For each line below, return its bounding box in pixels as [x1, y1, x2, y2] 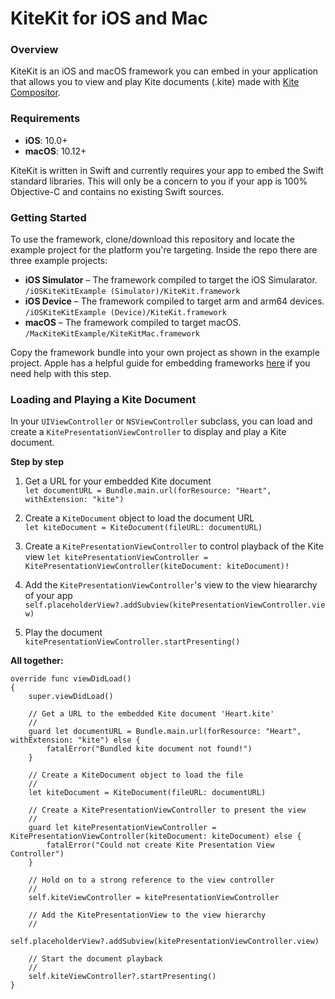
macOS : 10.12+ [24, 145, 87, 157]
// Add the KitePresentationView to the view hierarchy [28, 910, 267, 921]
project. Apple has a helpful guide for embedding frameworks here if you [10, 357, 311, 369]
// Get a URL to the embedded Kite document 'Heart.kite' [28, 709, 275, 719]
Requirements [10, 112, 81, 126]
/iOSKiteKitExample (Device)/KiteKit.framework [24, 308, 227, 318]
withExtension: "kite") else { [10, 735, 141, 746]
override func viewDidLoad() [10, 674, 132, 684]
